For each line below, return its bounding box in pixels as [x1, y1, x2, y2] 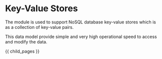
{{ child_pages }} [5, 48, 40, 54]
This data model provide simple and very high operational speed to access [5, 34, 157, 39]
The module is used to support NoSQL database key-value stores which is [5, 19, 157, 25]
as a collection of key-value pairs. [5, 24, 74, 30]
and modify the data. [5, 39, 48, 44]
